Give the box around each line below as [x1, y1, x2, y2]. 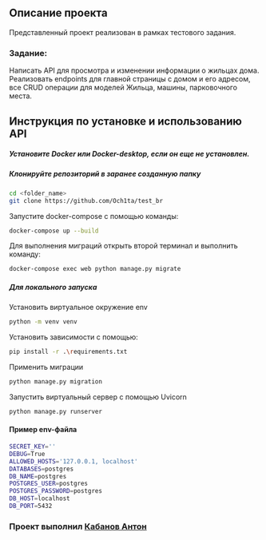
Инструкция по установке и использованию [9, 114, 242, 128]
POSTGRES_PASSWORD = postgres [9, 487, 103, 495]
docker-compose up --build [9, 227, 99, 235]
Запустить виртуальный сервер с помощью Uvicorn [9, 391, 187, 402]
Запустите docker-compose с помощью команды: [9, 211, 179, 220]
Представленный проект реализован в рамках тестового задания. [9, 27, 236, 37]
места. [9, 91, 33, 101]
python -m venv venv [9, 318, 78, 326]
